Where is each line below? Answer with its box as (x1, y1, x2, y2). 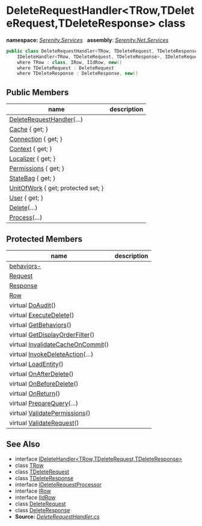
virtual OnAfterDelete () (9, 369, 74, 378)
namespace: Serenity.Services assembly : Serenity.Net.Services (6, 36, 169, 43)
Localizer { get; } (9, 154, 56, 163)
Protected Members (6, 233, 83, 244)
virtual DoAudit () (9, 301, 56, 309)
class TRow (14, 461, 44, 469)
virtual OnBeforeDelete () (9, 379, 79, 388)
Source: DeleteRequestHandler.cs (14, 513, 100, 520)
